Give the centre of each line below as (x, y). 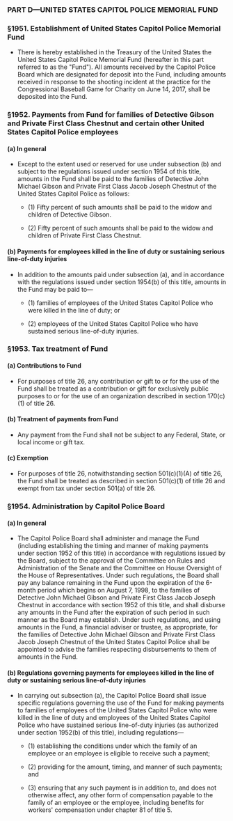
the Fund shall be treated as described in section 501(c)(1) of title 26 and (121, 481)
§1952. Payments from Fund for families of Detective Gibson (111, 115)
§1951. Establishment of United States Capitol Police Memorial (114, 28)
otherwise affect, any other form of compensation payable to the (120, 795)
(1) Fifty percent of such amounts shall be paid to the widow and (120, 208)
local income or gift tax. (51, 442)
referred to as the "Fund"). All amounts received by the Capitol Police (116, 67)
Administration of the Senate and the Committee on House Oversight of (120, 568)
